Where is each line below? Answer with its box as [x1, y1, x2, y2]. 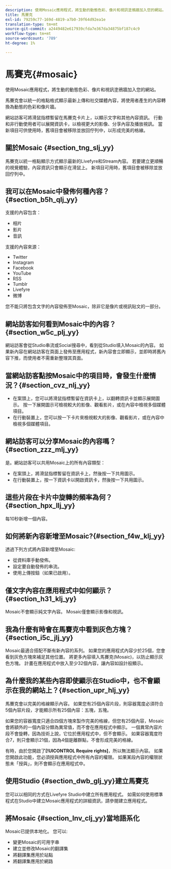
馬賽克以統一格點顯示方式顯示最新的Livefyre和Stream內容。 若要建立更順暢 [5, 158, 164, 164]
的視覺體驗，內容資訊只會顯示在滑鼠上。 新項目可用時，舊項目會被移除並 [5, 164, 158, 171]
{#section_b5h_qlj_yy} [5, 195, 78, 204]
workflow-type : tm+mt [5, 31, 51, 36]
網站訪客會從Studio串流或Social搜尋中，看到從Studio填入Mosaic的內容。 [5, 342, 159, 348]
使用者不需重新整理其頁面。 [27, 355, 85, 361]
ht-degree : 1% [5, 41, 36, 46]
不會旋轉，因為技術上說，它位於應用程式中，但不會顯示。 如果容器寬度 [9, 730, 158, 737]
